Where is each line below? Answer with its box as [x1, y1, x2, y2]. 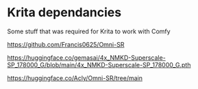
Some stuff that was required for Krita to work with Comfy [7, 27, 171, 35]
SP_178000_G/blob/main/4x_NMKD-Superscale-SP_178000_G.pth [7, 60, 191, 69]
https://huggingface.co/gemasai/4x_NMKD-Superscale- [7, 53, 166, 62]
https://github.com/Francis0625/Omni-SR [7, 40, 125, 48]
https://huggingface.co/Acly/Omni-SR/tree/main [7, 73, 143, 82]
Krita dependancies [7, 5, 122, 20]
